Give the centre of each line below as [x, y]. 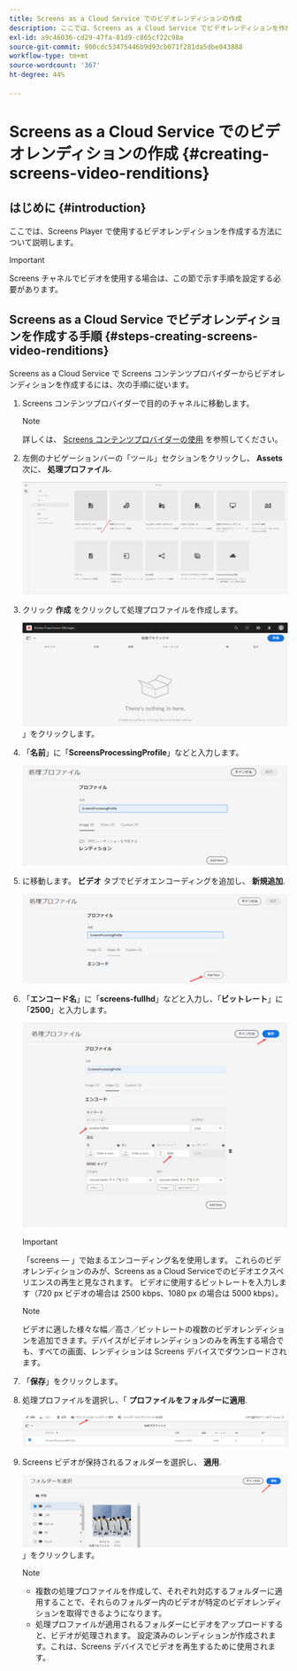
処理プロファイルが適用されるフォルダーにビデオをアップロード [151, 1624]
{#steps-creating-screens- [181, 337]
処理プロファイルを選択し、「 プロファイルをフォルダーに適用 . [134, 1400]
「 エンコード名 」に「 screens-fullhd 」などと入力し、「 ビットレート [145, 999]
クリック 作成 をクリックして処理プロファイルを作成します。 [132, 610]
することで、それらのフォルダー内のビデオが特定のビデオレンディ [163, 1602]
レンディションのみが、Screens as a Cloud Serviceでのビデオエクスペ [157, 1271]
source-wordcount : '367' [55, 66]
